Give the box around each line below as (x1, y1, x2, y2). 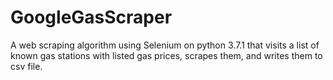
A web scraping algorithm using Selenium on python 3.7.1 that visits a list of (10, 39, 320, 51)
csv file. (10, 60, 43, 72)
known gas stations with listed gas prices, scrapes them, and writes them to (10, 49, 323, 61)
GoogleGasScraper (10, 6, 173, 29)
